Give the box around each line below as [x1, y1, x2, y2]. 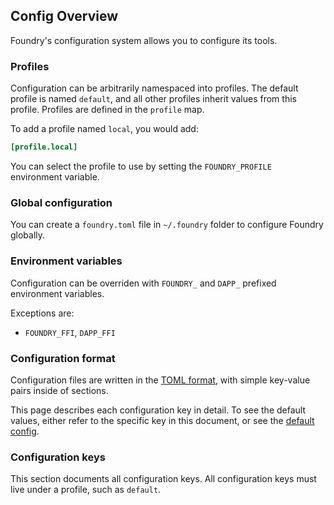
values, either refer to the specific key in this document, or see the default [10, 414, 315, 426]
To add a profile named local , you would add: [10, 123, 199, 135]
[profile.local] [10, 142, 78, 153]
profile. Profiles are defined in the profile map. [10, 104, 205, 116]
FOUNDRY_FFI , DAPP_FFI [24, 326, 116, 338]
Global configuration [10, 195, 113, 209]
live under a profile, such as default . [10, 484, 162, 496]
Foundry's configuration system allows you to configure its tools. [10, 34, 278, 46]
